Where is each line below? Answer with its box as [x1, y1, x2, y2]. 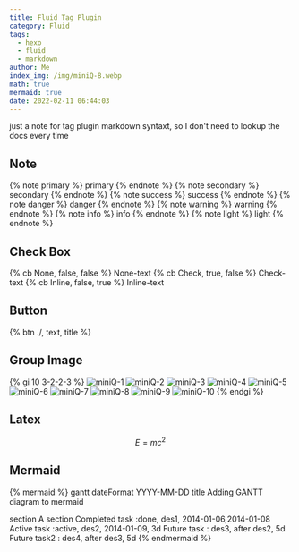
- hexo [17, 38, 42, 47]
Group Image [9, 352, 83, 368]
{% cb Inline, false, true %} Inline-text [25, 277, 165, 287]
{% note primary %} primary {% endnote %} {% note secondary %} [9, 180, 260, 191]
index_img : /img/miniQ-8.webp [9, 72, 123, 81]
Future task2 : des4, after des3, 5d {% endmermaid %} [9, 532, 212, 543]
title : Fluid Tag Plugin [9, 13, 102, 22]
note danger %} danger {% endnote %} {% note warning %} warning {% [9, 199, 278, 210]
